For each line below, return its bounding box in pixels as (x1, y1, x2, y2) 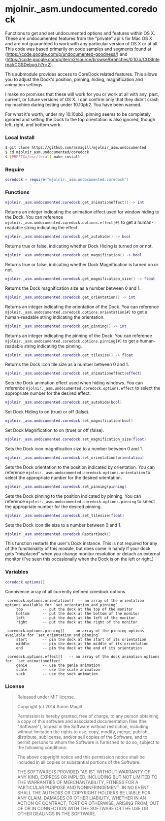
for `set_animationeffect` (5, 658, 63, 663)
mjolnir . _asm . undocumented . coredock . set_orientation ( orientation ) (5, 455, 144, 460)
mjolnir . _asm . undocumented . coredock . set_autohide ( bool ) (5, 400, 122, 405)
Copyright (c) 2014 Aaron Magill (17, 703, 82, 709)
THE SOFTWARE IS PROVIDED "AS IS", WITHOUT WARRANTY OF (17, 769, 151, 775)
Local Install (5, 134, 35, 141)
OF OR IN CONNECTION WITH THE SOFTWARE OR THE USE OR (17, 805, 148, 811)
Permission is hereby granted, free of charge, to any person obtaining (17, 713, 159, 719)
